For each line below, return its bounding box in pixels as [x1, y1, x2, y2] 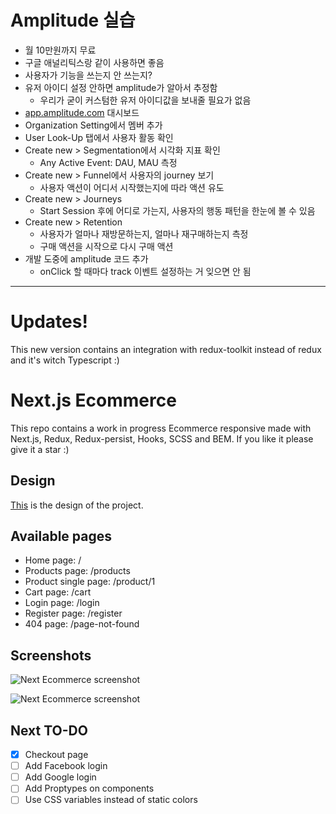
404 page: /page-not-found [24, 618, 140, 630]
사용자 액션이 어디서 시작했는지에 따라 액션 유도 [39, 181, 225, 193]
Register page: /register [24, 607, 123, 620]
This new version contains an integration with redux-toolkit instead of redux [10, 343, 322, 355]
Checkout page [24, 749, 89, 761]
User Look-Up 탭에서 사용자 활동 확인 [24, 131, 174, 143]
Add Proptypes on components [24, 782, 155, 795]
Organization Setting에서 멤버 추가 [24, 119, 163, 131]
